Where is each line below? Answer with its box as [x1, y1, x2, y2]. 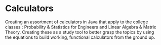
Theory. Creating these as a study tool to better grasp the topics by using [5, 29, 155, 35]
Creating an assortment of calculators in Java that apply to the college [5, 19, 148, 25]
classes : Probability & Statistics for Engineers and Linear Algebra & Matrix [5, 24, 157, 30]
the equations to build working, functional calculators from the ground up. [5, 34, 156, 40]
